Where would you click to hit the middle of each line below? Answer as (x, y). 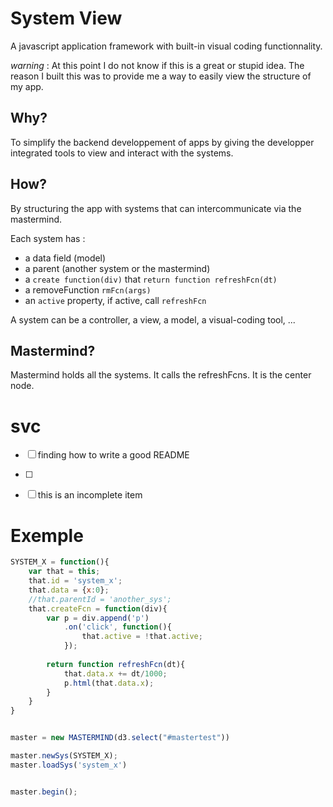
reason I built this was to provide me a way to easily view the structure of (161, 76)
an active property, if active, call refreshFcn (115, 300)
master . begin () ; (44, 792)
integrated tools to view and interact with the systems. (122, 153)
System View (66, 18)
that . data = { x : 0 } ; (69, 590)
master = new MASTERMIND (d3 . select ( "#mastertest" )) (120, 738)
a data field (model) (65, 258)
